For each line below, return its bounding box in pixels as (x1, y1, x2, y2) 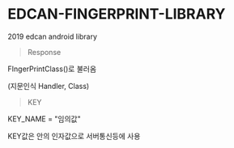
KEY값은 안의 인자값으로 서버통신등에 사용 (7, 131, 141, 141)
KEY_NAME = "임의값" (7, 114, 82, 124)
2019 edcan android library (7, 32, 98, 41)
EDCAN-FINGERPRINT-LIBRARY (7, 5, 226, 23)
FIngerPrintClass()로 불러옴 (7, 64, 97, 74)
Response (27, 47, 62, 57)
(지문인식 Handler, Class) (7, 81, 90, 91)
